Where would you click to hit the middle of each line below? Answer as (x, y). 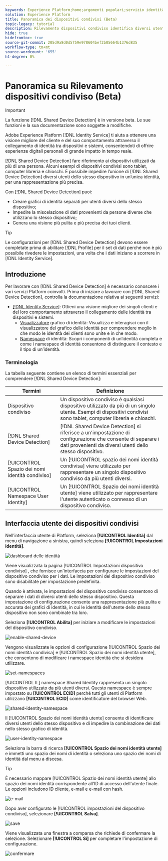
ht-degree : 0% (20, 56)
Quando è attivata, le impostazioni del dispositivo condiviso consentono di (82, 591)
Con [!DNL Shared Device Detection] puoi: (49, 192)
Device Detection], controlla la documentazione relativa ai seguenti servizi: (82, 297)
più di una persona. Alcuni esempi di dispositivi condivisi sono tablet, (76, 166)
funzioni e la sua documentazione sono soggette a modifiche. (69, 126)
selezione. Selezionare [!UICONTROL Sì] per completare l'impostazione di (81, 838)
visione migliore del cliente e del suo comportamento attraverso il (72, 141)
